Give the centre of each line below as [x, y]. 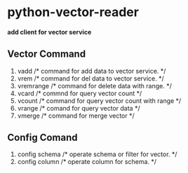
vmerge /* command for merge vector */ [76, 116]
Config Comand [43, 137]
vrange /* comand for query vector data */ [79, 108]
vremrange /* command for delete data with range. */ [94, 85]
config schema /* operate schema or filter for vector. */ [97, 154]
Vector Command [47, 54]
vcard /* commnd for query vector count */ [80, 93]
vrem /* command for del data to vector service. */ [91, 78]
